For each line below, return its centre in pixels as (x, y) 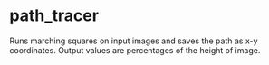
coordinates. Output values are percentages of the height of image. (135, 50)
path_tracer (54, 16)
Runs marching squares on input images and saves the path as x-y (134, 41)
